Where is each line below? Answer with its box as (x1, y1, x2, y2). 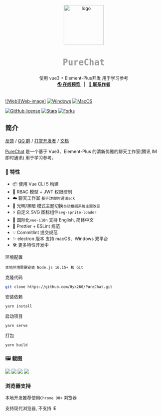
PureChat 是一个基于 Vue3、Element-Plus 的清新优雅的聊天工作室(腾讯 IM (5, 148, 157, 154)
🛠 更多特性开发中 (12, 241, 49, 247)
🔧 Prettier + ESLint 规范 (12, 223, 60, 229)
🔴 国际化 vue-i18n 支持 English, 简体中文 (12, 216, 94, 222)
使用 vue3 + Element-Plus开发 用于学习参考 (39, 75, 129, 81)
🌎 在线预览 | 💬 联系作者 (57, 81, 111, 87)
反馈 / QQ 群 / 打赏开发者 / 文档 (5, 138, 69, 144)
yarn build (5, 342, 28, 347)
